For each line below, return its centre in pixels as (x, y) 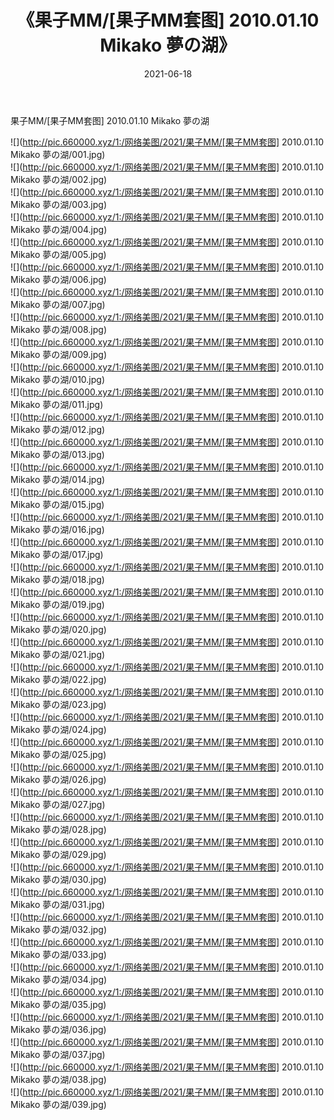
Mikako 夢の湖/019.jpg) (57, 604)
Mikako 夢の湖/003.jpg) (59, 204)
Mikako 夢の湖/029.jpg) (58, 854)
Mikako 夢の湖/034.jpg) (59, 979)
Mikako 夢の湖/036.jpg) (58, 1029)
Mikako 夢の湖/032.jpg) (59, 929)
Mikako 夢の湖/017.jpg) (57, 554)
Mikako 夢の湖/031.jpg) (58, 904)
